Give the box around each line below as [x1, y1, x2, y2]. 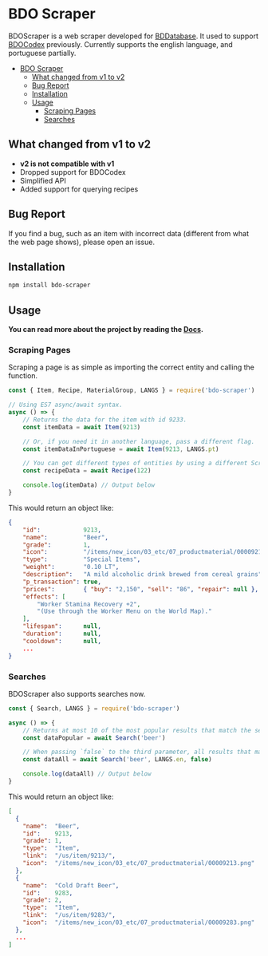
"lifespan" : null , [22, 622, 102, 630]
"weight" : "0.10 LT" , [22, 563, 120, 571]
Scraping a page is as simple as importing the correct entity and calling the [8, 362, 255, 372]
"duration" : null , [22, 630, 102, 638]
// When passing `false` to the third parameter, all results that [22, 748, 251, 757]
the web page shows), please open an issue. [8, 237, 156, 247]
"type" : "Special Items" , [22, 555, 141, 563]
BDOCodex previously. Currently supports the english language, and [8, 39, 233, 49]
